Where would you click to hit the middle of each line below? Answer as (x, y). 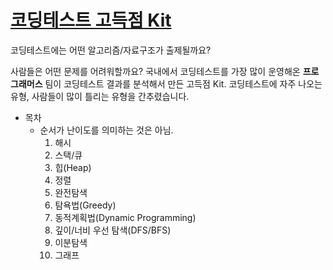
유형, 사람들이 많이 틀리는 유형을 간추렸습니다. (100, 96)
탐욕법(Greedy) (85, 205)
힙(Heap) (73, 167)
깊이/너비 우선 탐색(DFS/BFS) (113, 230)
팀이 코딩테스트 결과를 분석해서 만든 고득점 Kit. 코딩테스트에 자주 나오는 (183, 83)
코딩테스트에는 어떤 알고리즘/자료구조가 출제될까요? (111, 50)
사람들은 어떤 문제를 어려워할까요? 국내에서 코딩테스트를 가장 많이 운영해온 (155, 71)
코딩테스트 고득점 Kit (91, 20)
